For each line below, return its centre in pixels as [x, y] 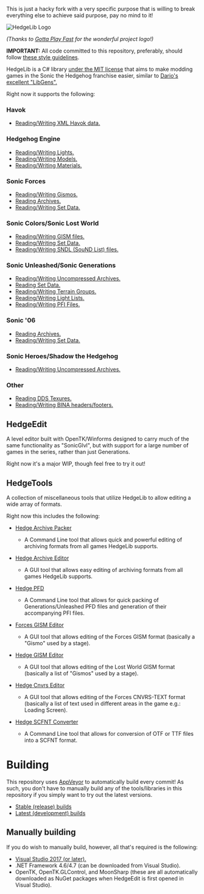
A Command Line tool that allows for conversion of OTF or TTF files [109, 734]
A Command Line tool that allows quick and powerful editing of [103, 540]
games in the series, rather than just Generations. [68, 452]
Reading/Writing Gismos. [46, 194]
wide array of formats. [34, 504]
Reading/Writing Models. [46, 159]
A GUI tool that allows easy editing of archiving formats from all [104, 570]
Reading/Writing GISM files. [50, 236]
